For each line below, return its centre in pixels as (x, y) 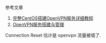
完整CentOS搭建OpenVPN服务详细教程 (53, 18)
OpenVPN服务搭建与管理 (38, 25)
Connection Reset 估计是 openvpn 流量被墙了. (53, 35)
